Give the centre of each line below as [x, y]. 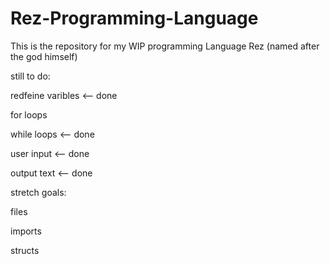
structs [25, 250]
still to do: [30, 76]
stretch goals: [38, 192]
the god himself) [44, 56]
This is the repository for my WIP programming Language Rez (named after [165, 46]
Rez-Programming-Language [134, 18]
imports [26, 231]
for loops [29, 114]
